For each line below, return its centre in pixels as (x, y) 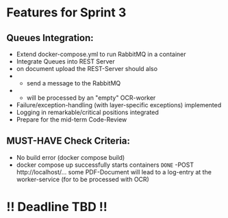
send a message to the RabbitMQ (74, 83)
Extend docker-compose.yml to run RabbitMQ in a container (101, 54)
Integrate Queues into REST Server (66, 62)
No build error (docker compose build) (71, 157)
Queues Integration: (50, 38)
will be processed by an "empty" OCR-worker (91, 98)
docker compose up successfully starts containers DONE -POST (105, 165)
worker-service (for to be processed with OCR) (83, 179)
